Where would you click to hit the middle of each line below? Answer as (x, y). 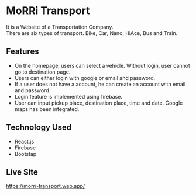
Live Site (22, 172)
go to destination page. (42, 72)
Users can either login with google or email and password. (85, 78)
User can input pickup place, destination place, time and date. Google (99, 103)
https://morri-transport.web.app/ (46, 186)
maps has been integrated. (47, 109)
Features (23, 52)
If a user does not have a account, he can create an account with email (100, 84)
